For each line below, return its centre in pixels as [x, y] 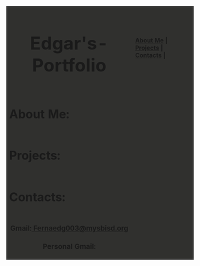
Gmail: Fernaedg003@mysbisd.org [69, 229]
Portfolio [69, 65]
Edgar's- [69, 43]
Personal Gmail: [69, 247]
